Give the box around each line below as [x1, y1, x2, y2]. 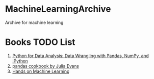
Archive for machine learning [5, 20, 64, 25]
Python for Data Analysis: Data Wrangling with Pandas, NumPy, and [12, 53, 149, 59]
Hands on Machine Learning [12, 68, 70, 74]
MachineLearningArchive [5, 3, 111, 15]
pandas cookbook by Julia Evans [12, 63, 79, 69]
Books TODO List [5, 37, 76, 48]
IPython [12, 58, 28, 64]
